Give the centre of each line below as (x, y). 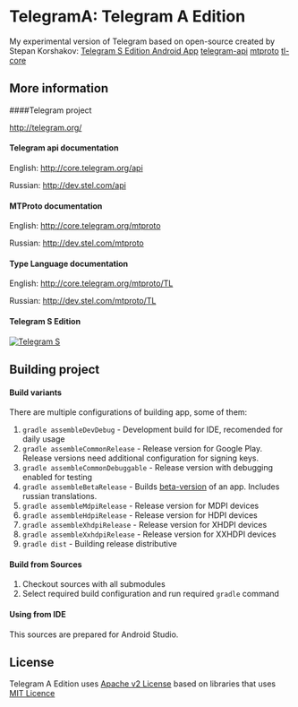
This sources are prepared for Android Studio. (94, 634)
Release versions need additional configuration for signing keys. (140, 458)
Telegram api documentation (64, 148)
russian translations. (60, 496)
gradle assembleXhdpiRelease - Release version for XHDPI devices (145, 525)
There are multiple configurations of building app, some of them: (128, 412)
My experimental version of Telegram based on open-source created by (142, 41)
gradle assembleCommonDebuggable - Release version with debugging (148, 468)
